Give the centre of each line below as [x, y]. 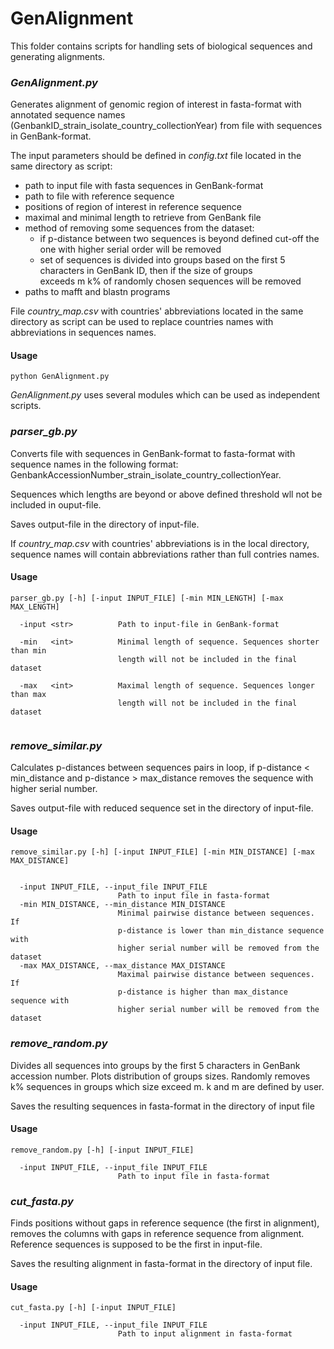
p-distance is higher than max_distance [202, 992]
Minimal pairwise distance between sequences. [216, 913]
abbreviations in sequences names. [83, 333]
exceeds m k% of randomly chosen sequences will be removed [170, 281]
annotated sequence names [68, 115]
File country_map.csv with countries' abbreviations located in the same [157, 311]
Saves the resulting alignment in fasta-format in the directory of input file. [161, 1264]
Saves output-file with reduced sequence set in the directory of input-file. [162, 808]
